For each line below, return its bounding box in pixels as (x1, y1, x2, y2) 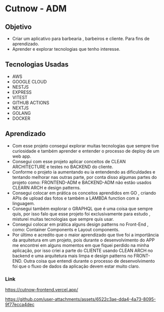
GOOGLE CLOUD (12, 78, 47, 84)
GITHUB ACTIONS (12, 100, 50, 105)
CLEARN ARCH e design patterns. (12, 184, 81, 190)
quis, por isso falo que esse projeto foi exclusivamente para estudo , (12, 210, 151, 217)
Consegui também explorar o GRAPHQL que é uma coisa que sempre (12, 206, 153, 211)
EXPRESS (12, 89, 32, 95)
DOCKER (12, 115, 30, 121)
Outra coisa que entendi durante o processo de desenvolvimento (24, 258, 155, 264)
